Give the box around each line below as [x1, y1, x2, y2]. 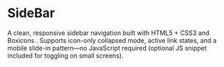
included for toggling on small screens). [7, 51, 124, 60]
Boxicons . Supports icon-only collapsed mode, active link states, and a [7, 36, 217, 44]
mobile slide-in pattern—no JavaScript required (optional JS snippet [7, 43, 208, 52]
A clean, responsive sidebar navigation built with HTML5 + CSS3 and [7, 29, 210, 37]
